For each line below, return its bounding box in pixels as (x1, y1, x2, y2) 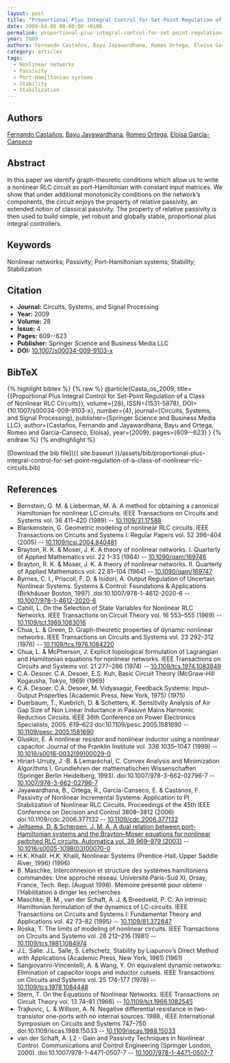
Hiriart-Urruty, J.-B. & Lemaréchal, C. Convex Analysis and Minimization (16, 757, 220, 765)
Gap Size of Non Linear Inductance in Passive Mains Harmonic (16, 706, 194, 714)
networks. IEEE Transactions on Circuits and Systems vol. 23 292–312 (16, 633, 214, 641)
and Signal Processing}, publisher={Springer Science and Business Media (7, 414, 216, 422)
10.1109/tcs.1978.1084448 (16, 983, 89, 991)
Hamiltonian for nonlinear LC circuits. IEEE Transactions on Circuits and (16, 509, 218, 517)
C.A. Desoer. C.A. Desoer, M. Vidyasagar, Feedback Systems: (16, 684, 191, 692)
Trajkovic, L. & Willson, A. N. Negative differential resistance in (16, 1005, 193, 1013)
